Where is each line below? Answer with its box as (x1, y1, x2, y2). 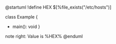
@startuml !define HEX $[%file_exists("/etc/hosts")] (5, 4, 112, 10)
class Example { (5, 14, 38, 19)
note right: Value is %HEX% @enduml (5, 33, 83, 39)
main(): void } (12, 23, 40, 29)
